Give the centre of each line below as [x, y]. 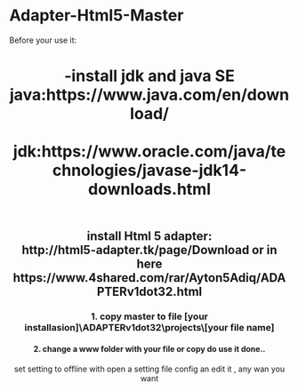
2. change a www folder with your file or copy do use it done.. [149, 349]
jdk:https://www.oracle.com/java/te [149, 152]
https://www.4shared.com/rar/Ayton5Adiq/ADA [149, 278]
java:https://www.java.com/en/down [149, 95]
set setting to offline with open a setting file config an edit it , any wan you [149, 369]
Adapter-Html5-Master [97, 16]
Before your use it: [43, 40]
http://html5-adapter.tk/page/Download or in [149, 250]
